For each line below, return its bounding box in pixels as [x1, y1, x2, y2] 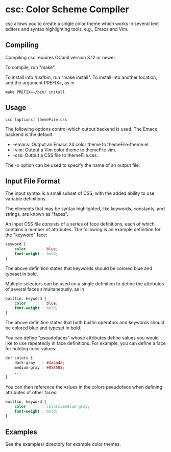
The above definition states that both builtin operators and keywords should [5, 320, 165, 326]
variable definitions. [5, 196, 47, 202]
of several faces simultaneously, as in [5, 286, 84, 292]
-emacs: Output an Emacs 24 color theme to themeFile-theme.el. [12, 141, 150, 147]
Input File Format [5, 176, 60, 185]
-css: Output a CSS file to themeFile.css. [12, 152, 99, 158]
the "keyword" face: [5, 232, 47, 238]
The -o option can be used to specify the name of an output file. [5, 162, 140, 168]
